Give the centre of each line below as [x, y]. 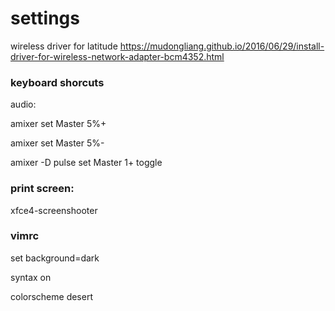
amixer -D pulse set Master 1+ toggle [86, 163]
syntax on [31, 277]
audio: [23, 104]
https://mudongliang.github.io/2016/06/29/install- [222, 46]
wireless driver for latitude [64, 46]
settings [45, 18]
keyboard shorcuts [57, 82]
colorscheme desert [51, 296]
